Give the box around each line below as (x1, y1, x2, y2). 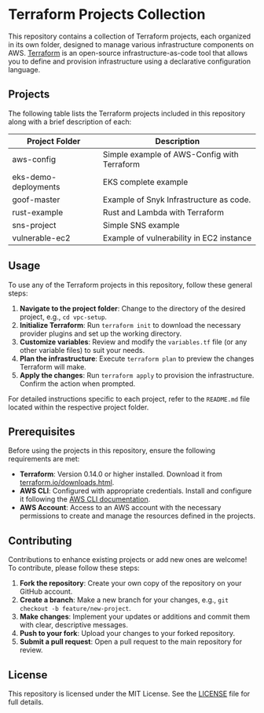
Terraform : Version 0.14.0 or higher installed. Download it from (19, 469, 222, 479)
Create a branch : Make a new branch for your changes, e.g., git (19, 595, 229, 605)
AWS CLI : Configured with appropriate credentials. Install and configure (19, 486, 252, 496)
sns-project (12, 219, 57, 230)
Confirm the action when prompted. (19, 379, 136, 388)
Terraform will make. (19, 362, 86, 371)
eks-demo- (12, 171, 57, 182)
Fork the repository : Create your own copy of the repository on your (19, 579, 242, 588)
